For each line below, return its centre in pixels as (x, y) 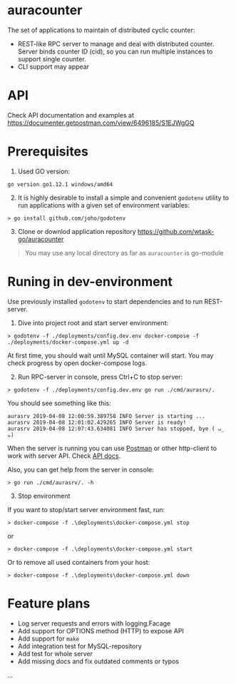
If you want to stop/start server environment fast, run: (86, 509)
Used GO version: (43, 171)
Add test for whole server (55, 653)
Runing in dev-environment (90, 282)
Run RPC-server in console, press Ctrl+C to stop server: (100, 377)
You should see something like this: (60, 403)
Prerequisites (48, 152)
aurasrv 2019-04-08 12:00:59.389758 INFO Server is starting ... (106, 416)
